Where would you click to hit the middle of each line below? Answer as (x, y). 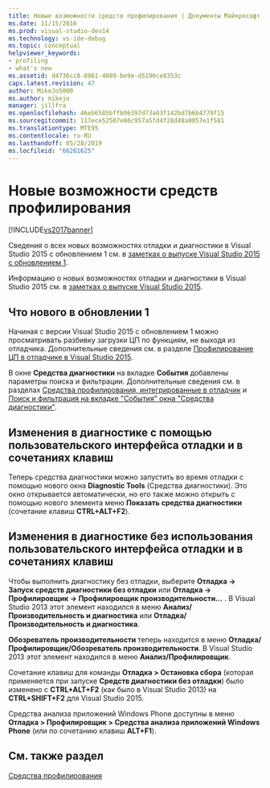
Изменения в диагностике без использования (131, 537)
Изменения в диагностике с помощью (110, 432)
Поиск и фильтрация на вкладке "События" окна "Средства (111, 399)
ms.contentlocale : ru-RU (50, 135)
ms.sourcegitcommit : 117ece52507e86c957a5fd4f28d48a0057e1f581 (117, 121)
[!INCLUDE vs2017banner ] (51, 230)
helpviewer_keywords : (45, 53)
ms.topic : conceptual (45, 46)
